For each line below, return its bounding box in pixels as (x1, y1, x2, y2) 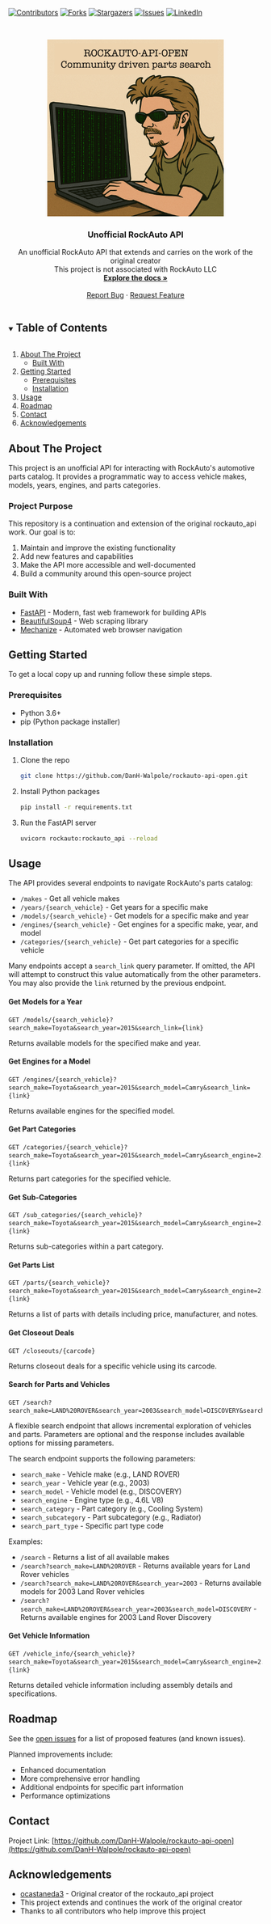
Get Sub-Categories (8, 1192, 77, 1202)
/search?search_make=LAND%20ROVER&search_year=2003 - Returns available (19, 1578, 262, 1588)
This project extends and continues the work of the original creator (19, 1897, 243, 1908)
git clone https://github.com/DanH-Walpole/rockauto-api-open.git (19, 772, 248, 780)
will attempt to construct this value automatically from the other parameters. (8, 970, 261, 979)
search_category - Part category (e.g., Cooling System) (19, 1503, 203, 1513)
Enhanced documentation (19, 1765, 106, 1774)
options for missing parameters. (8, 1438, 115, 1448)
